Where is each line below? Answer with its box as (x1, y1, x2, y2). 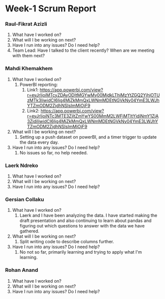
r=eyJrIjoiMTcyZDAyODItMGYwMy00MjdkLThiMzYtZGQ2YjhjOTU (27, 92, 160, 98)
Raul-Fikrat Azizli (5, 21, 48, 28)
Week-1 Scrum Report (5, 3, 97, 14)
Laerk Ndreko (5, 162, 38, 169)
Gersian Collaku (5, 196, 44, 203)
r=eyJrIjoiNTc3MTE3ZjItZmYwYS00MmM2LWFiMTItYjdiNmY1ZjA (27, 113, 159, 119)
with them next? (12, 53, 45, 59)
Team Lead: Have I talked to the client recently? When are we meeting (12, 47, 155, 53)
